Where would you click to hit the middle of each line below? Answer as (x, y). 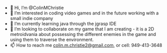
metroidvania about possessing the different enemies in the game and (83, 34)
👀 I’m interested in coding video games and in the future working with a (84, 13)
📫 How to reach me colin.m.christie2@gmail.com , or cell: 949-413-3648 (86, 45)
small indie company (31, 18)
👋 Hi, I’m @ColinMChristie (37, 8)
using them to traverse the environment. (52, 39)
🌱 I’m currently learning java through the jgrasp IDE (63, 23)
